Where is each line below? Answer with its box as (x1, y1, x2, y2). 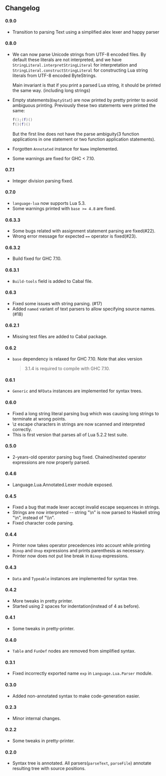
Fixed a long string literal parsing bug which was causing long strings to (12, 410, 160, 417)
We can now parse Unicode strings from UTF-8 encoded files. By (12, 51, 146, 57)
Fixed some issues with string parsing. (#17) (12, 300, 103, 306)
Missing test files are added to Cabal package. (12, 333, 108, 340)
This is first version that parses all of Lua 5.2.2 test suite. (12, 431, 128, 437)
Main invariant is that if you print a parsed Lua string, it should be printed (12, 82, 161, 88)
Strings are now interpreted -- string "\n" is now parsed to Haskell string (12, 510, 160, 516)
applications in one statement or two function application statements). (12, 136, 156, 142)
